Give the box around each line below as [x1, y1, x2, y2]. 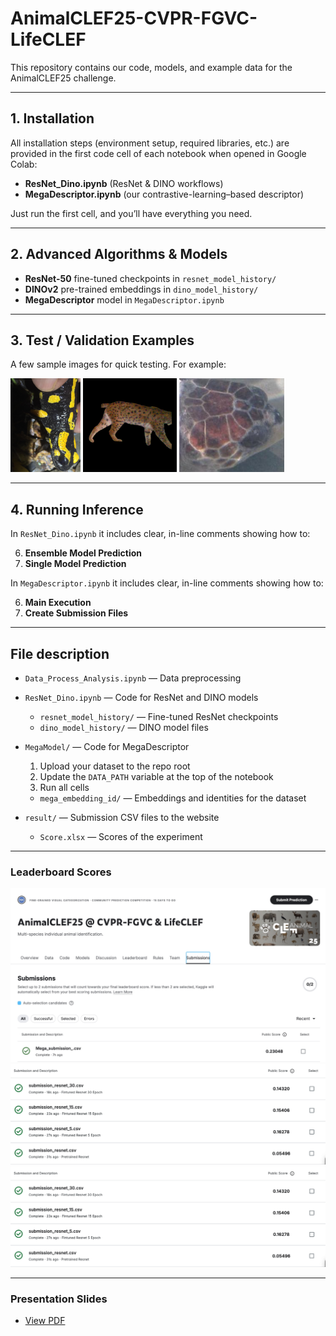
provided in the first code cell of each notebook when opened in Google [10, 147, 307, 159]
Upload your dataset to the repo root [39, 760, 191, 772]
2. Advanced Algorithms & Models [10, 246, 228, 263]
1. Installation [10, 110, 95, 127]
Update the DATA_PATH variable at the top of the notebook [39, 771, 274, 782]
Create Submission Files [24, 607, 129, 619]
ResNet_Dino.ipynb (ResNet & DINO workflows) [24, 177, 224, 189]
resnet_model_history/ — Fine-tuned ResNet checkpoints [39, 711, 279, 722]
